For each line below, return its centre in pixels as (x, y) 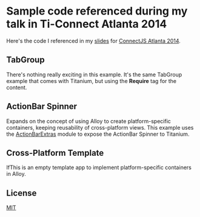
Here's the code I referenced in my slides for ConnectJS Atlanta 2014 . (93, 41)
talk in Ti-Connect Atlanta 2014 (87, 24)
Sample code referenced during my (97, 11)
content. (17, 87)
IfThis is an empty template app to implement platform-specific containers (99, 167)
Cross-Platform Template (55, 153)
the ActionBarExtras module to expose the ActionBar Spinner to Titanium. (98, 134)
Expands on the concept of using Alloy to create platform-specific (89, 121)
